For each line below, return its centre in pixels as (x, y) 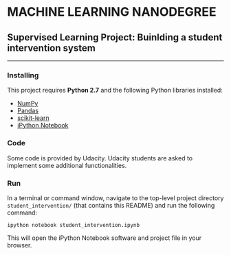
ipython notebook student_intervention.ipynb (73, 225)
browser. (20, 245)
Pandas (28, 111)
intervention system (52, 48)
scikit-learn (33, 118)
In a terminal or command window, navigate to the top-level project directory (115, 198)
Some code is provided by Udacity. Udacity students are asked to (100, 158)
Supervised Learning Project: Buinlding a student (115, 37)
